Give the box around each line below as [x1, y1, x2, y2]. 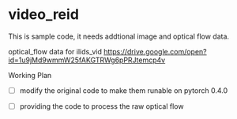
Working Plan [8, 70, 52, 80]
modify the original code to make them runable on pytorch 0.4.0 [19, 85, 228, 95]
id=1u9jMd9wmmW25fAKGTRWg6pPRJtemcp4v [8, 55, 166, 65]
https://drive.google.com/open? [103, 46, 207, 56]
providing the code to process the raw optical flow [19, 102, 184, 111]
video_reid [8, 6, 79, 24]
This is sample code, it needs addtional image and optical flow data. [8, 32, 230, 41]
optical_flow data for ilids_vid [8, 46, 103, 56]
